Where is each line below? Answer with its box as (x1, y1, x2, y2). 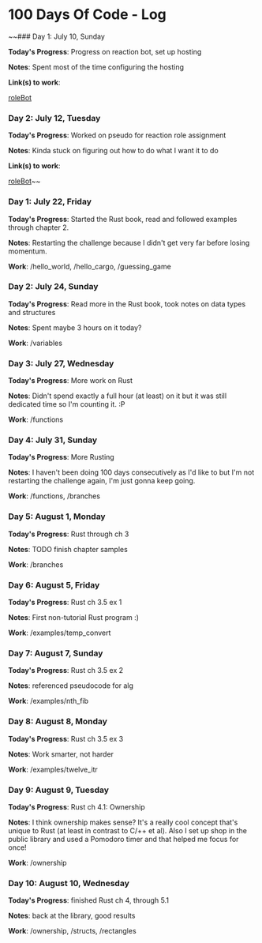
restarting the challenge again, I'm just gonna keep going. (8, 476, 196, 486)
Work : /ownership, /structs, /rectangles (8, 926, 137, 936)
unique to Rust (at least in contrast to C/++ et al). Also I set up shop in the (8, 825, 247, 835)
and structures (8, 307, 56, 317)
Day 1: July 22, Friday (8, 196, 92, 207)
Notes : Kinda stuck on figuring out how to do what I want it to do (8, 146, 219, 156)
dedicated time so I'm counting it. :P (8, 400, 125, 409)
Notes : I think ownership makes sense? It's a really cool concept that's (8, 817, 238, 827)
